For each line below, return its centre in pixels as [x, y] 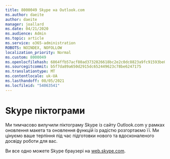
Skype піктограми [45, 110]
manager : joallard [25, 24]
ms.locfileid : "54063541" [32, 85]
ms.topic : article [25, 39]
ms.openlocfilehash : [27, 62]
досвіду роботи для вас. [31, 141]
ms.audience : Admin [26, 34]
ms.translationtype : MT [30, 72]
